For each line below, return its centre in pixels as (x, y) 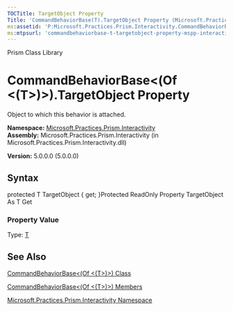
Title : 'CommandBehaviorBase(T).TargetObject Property (88, 20)
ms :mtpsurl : (24, 33)
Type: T (18, 235)
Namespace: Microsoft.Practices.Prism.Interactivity (81, 128)
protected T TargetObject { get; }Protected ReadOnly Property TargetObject (115, 194)
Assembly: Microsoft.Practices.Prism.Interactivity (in (83, 135)
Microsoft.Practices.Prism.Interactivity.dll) (67, 143)
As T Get (20, 202)
